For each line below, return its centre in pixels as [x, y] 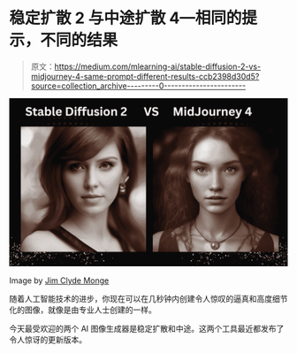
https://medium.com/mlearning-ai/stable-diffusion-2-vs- [158, 66]
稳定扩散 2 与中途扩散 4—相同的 [126, 18]
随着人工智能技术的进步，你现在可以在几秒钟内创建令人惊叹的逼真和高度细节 [148, 299]
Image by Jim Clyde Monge [59, 280]
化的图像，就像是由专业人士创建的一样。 [83, 310]
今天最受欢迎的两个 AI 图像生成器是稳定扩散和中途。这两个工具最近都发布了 [147, 329]
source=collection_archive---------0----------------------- [138, 86]
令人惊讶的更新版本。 [48, 340]
